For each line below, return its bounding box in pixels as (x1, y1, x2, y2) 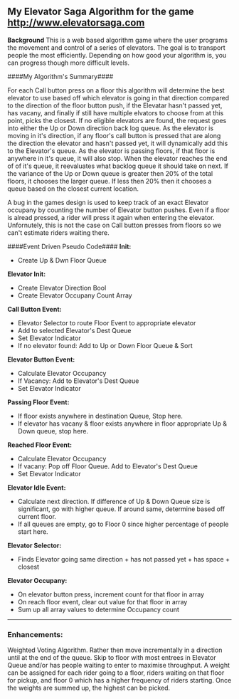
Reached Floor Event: (7, 441, 73, 449)
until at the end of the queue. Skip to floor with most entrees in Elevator (7, 653, 216, 662)
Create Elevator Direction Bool (17, 283, 107, 292)
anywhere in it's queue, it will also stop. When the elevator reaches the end (7, 154, 228, 162)
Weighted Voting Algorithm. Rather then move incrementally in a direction (7, 646, 223, 654)
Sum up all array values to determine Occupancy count (17, 605, 180, 614)
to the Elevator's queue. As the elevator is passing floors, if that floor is (7, 146, 216, 155)
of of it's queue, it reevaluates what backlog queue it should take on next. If (7, 162, 229, 170)
